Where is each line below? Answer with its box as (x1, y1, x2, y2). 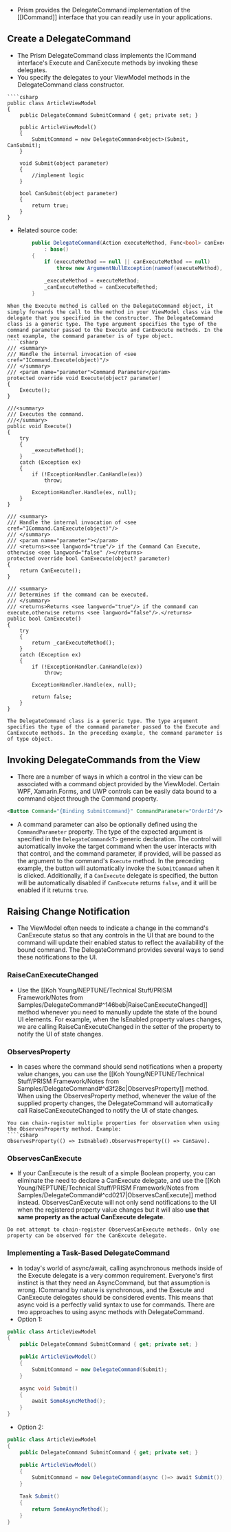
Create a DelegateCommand (7, 33, 131, 45)
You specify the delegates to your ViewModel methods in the (16, 73, 190, 81)
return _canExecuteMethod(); (32, 639, 115, 646)
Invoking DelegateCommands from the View (7, 754, 201, 766)
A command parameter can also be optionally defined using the (16, 820, 197, 828)
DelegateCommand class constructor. (16, 80, 124, 89)
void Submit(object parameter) (19, 159, 109, 167)
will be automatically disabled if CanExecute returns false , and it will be (16, 878, 217, 887)
